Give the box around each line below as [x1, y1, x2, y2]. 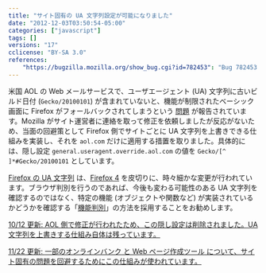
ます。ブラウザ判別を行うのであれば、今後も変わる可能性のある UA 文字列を [8, 182, 258, 192]
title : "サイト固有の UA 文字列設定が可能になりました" [8, 11, 173, 20]
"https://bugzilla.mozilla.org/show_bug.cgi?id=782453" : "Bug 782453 [22, 64, 258, 72]
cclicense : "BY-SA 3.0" [8, 49, 87, 57]
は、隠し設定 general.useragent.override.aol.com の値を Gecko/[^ [8, 146, 226, 155]
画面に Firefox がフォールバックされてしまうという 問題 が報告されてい [8, 106, 241, 115]
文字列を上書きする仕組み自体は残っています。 [8, 229, 160, 239]
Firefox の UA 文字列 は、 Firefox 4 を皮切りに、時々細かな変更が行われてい [8, 173, 253, 182]
